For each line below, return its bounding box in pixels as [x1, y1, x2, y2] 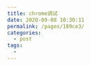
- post [13, 36, 32, 43]
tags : [7, 42, 23, 49]
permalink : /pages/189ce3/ [7, 23, 85, 30]
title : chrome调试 [7, 10, 58, 17]
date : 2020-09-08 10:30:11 [7, 16, 85, 23]
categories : [7, 29, 41, 36]
